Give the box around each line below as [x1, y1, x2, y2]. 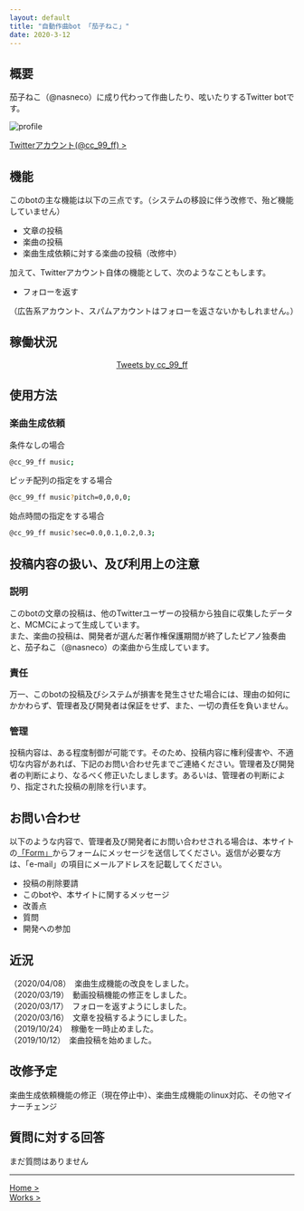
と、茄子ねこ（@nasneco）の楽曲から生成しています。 [9, 641, 214, 652]
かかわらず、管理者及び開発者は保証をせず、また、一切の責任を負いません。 [9, 700, 294, 711]
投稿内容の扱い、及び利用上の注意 [9, 556, 200, 572]
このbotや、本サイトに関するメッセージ [22, 889, 170, 900]
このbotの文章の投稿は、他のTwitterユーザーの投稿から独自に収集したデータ [9, 608, 293, 619]
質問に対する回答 [9, 1129, 105, 1146]
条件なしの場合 [9, 439, 65, 450]
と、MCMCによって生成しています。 [9, 619, 145, 630]
